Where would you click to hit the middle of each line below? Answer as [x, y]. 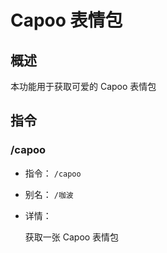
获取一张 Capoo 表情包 [72, 237]
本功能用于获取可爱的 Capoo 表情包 [83, 86]
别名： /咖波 [49, 194]
